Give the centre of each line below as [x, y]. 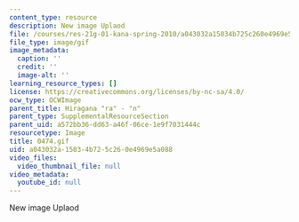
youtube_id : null [49, 183]
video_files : [33, 158]
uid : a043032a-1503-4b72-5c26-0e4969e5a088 [91, 149]
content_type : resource [53, 17]
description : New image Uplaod [67, 26]
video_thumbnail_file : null [69, 166]
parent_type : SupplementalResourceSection [89, 116]
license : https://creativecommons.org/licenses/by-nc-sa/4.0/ [127, 91]
